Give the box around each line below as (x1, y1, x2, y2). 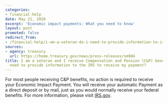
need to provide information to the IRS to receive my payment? (9, 63, 146, 68)
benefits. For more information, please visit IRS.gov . (5, 93, 111, 99)
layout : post (5, 26, 32, 31)
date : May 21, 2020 (5, 16, 46, 21)
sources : (5, 44, 23, 49)
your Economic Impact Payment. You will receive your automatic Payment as (5, 82, 163, 88)
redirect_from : (5, 35, 37, 40)
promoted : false (5, 30, 39, 35)
